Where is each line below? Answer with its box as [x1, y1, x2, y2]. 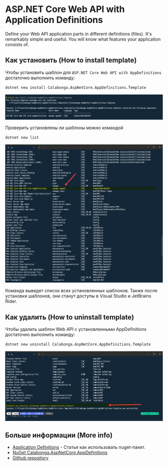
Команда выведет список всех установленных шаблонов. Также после [5, 288, 157, 294]
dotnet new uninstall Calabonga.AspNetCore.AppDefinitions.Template [5, 342, 151, 347]
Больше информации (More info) [5, 431, 113, 439]
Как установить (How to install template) [5, 56, 137, 65]
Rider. [5, 298, 17, 304]
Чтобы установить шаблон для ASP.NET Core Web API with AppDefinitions [5, 69, 161, 75]
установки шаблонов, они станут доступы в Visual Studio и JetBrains [5, 293, 151, 299]
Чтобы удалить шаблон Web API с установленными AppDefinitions [5, 326, 146, 332]
